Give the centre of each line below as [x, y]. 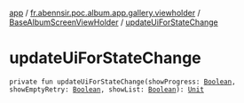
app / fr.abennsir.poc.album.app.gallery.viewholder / [105, 13]
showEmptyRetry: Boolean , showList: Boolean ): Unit [106, 89]
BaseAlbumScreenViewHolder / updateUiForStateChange [114, 22]
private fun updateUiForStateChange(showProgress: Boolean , [123, 82]
